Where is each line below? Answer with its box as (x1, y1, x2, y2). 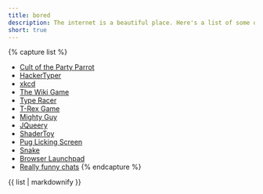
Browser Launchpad (19, 154, 85, 163)
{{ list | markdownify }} (8, 178, 81, 187)
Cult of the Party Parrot (19, 63, 95, 72)
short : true (8, 26, 47, 34)
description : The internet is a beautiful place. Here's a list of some (8, 19, 250, 27)
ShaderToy (19, 129, 55, 138)
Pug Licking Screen (19, 138, 83, 147)
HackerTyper (19, 71, 62, 81)
